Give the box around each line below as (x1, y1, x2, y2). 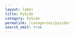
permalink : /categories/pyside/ (5, 20, 70, 25)
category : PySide (5, 16, 40, 21)
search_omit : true (5, 25, 42, 30)
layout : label (5, 7, 34, 12)
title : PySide (5, 12, 34, 16)
